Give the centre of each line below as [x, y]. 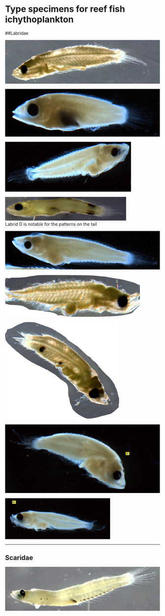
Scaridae [19, 558]
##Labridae [17, 33]
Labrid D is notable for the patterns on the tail [51, 224]
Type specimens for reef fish [65, 9]
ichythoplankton [40, 19]
